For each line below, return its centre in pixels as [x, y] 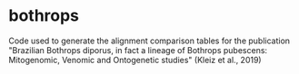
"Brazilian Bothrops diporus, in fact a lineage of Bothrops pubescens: [138, 50]
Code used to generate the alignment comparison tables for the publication [149, 41]
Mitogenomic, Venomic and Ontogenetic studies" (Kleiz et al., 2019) [135, 60]
